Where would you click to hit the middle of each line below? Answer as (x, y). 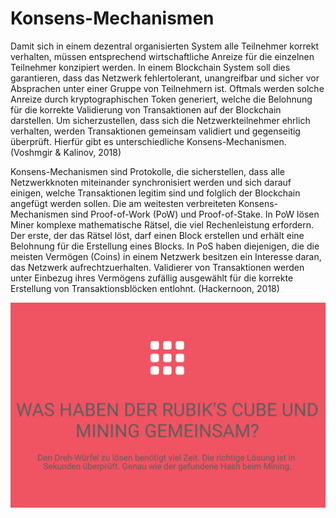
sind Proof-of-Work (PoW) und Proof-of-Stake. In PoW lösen (195, 214)
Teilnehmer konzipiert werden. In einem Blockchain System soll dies (150, 67)
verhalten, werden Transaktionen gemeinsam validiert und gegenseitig (155, 131)
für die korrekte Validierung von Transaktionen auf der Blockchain (146, 109)
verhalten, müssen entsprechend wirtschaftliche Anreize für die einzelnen (162, 56)
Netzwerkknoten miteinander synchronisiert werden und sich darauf (151, 182)
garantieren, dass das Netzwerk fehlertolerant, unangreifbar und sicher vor (165, 78)
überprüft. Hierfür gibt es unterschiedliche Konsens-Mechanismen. (148, 141)
